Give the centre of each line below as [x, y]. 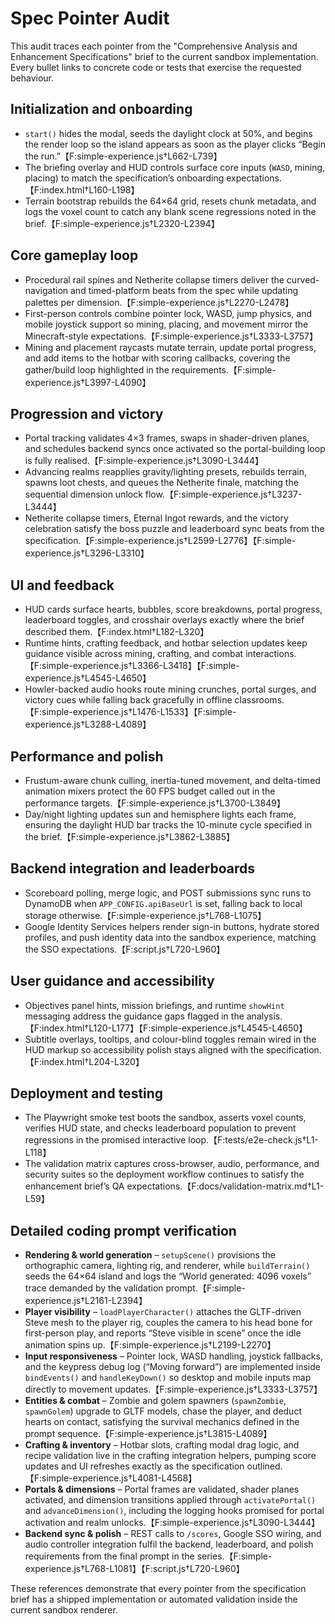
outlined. [264, 1466]
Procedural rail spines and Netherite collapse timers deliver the [154, 279]
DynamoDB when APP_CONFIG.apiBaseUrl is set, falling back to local [163, 903]
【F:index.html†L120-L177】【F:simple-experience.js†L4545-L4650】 [166, 1028]
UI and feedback [62, 585]
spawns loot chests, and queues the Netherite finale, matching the [161, 483]
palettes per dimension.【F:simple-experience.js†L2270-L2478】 [159, 302]
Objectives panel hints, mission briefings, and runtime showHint [154, 1005]
